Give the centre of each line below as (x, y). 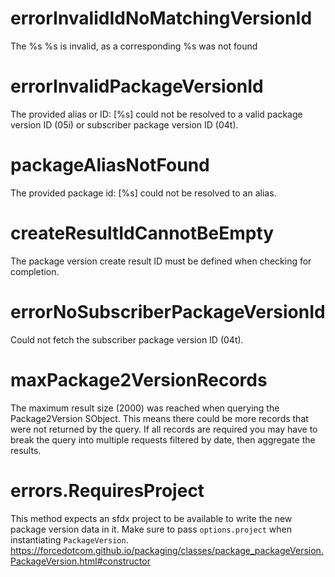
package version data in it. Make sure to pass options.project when (151, 529)
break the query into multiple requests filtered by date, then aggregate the (163, 439)
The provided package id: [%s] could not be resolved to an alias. (143, 193)
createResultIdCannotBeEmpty (142, 233)
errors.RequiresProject (107, 490)
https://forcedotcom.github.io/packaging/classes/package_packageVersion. (167, 550)
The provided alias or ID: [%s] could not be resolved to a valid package (156, 114)
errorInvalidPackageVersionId (137, 86)
